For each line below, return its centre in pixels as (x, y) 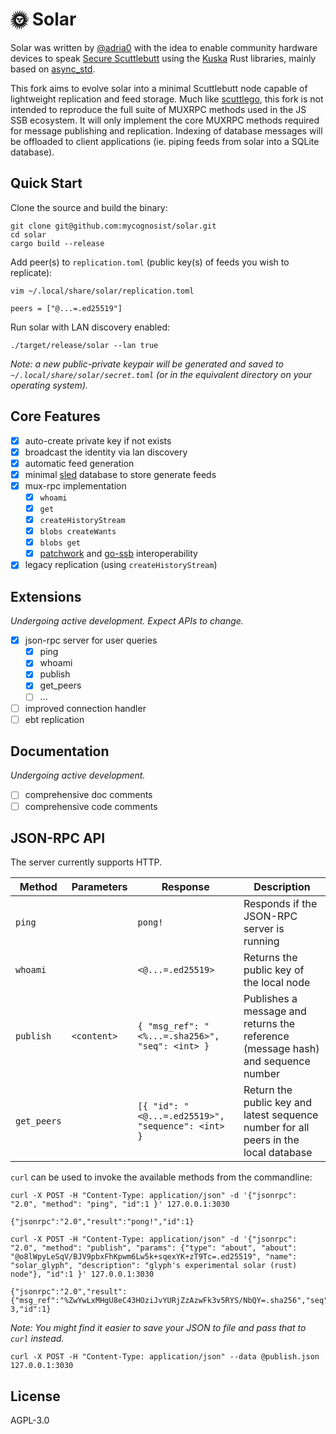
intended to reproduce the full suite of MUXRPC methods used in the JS (158, 109)
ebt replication (54, 719)
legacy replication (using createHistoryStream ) (121, 565)
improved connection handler (85, 708)
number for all (276, 1128)
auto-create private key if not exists (98, 440)
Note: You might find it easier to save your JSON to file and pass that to (158, 1328)
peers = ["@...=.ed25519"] (66, 308)
